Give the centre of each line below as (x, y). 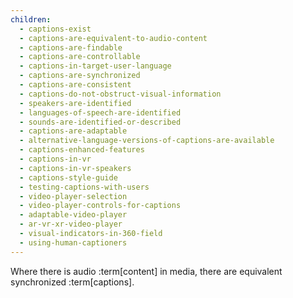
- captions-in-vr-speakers (75, 168)
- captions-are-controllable (80, 57)
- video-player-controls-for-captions (100, 206)
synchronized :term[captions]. (72, 282)
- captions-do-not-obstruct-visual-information (120, 94)
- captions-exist (55, 29)
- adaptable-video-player (73, 215)
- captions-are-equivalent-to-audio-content (113, 38)
